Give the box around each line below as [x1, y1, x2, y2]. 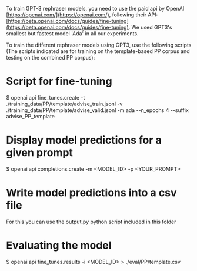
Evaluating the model [6, 239, 112, 252]
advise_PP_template [6, 113, 55, 120]
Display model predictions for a [6, 134, 162, 147]
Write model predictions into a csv [6, 186, 177, 200]
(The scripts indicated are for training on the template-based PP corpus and [6, 48, 190, 55]
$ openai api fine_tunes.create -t [6, 94, 85, 101]
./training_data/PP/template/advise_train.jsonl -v [6, 100, 123, 107]
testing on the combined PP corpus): [6, 54, 95, 61]
